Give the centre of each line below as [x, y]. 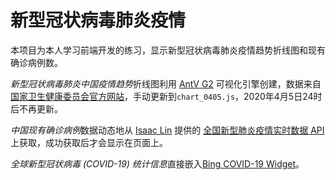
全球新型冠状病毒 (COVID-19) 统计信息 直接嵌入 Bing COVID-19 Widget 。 [157, 163]
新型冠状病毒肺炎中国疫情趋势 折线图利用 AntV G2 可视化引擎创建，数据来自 [166, 83]
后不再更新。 [36, 108]
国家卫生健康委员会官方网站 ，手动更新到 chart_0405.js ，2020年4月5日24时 [166, 96]
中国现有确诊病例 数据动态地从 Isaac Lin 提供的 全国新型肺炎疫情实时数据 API [167, 130]
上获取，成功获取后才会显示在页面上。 [89, 142]
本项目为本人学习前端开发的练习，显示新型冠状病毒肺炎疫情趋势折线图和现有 [168, 50]
